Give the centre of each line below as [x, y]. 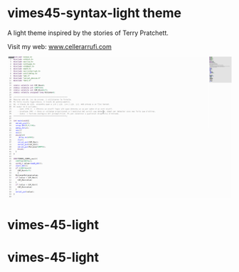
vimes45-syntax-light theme [94, 13]
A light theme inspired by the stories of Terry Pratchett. [88, 33]
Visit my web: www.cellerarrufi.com [60, 46]
